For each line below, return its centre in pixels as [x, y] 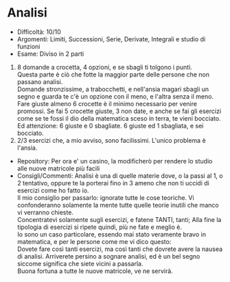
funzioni [28, 46]
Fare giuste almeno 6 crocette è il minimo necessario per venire [107, 103]
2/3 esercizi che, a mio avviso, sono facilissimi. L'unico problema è [111, 140]
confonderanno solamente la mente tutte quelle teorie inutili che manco [118, 205]
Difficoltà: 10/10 [39, 32]
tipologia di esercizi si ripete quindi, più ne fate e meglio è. [99, 227]
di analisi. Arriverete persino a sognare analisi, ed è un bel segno [108, 256]
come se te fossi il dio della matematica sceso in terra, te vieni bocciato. [119, 118]
